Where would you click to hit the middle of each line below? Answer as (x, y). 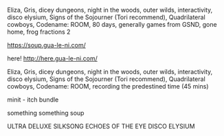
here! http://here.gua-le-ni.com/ (52, 58)
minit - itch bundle (33, 100)
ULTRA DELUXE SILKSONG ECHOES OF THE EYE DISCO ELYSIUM (101, 126)
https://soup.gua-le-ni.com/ (46, 45)
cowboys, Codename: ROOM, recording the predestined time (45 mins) (108, 86)
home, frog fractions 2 (39, 32)
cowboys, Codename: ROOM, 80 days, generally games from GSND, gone (112, 24)
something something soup (46, 113)
